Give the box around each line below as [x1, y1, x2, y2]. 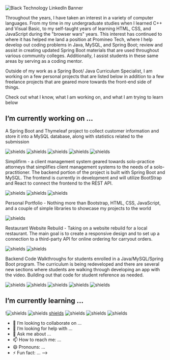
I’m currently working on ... [5, 114, 93, 123]
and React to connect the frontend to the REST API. [5, 180, 113, 186]
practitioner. [5, 169, 31, 175]
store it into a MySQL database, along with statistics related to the [5, 133, 144, 139]
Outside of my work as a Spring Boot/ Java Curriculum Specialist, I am [5, 68, 153, 74]
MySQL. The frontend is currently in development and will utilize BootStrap [5, 174, 162, 181]
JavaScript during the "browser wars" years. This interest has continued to [5, 31, 162, 37]
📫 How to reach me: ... [12, 337, 62, 343]
